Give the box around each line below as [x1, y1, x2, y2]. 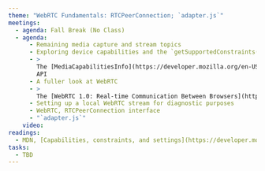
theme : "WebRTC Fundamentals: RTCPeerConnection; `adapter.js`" [8, 11, 224, 20]
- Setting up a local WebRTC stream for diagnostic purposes [28, 99, 235, 107]
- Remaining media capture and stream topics [28, 41, 181, 49]
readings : [8, 128, 41, 136]
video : [22, 121, 44, 129]
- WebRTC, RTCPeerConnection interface [28, 107, 160, 115]
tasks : [8, 143, 30, 151]
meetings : [8, 19, 41, 27]
